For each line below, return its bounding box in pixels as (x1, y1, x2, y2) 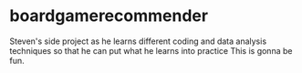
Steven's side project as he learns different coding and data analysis (9, 36, 267, 47)
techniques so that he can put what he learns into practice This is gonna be (9, 45, 293, 56)
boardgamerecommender (9, 5, 208, 26)
